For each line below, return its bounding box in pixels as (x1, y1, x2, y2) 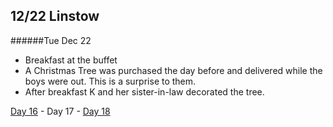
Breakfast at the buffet (24, 54, 118, 66)
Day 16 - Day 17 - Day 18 (10, 105, 111, 117)
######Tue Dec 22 (10, 34, 92, 46)
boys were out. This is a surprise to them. (24, 75, 197, 87)
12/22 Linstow (10, 8, 100, 25)
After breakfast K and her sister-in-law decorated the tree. (24, 85, 265, 98)
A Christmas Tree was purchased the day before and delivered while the (24, 64, 323, 76)
